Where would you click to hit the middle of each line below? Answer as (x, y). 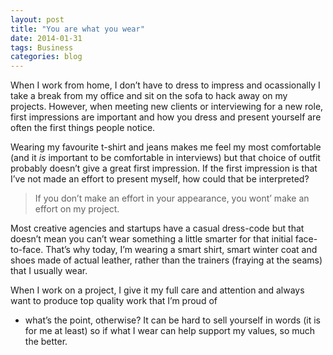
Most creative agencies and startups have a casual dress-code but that (157, 228)
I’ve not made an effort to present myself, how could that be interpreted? (160, 179)
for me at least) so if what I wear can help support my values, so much (170, 331)
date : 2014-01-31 (46, 38)
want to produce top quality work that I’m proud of (114, 301)
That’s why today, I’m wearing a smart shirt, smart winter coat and (181, 250)
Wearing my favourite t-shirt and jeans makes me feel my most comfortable (166, 147)
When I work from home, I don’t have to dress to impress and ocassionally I (165, 85)
